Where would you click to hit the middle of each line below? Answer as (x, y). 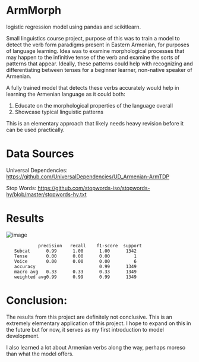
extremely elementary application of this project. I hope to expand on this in (99, 323)
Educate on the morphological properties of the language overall (94, 105)
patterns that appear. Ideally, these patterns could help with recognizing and (99, 64)
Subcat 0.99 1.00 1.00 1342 (75, 251)
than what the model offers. (40, 354)
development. (23, 336)
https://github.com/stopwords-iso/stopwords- (94, 188)
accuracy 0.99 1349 (75, 266)
